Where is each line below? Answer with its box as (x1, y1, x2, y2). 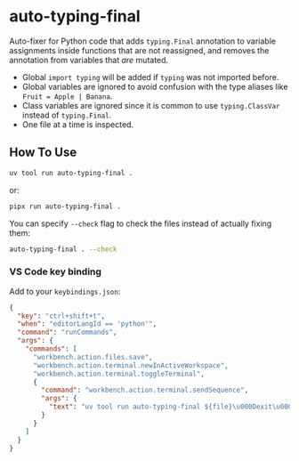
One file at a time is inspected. (21, 118, 134, 130)
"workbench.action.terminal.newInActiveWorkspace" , (32, 360, 229, 370)
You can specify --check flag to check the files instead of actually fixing (9, 218, 272, 229)
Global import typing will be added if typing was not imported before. (21, 71, 279, 82)
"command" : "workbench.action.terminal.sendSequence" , (41, 385, 249, 395)
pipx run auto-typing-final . (9, 202, 122, 211)
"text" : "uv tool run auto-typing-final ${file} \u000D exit (48, 402, 273, 411)
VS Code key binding (9, 265, 102, 278)
